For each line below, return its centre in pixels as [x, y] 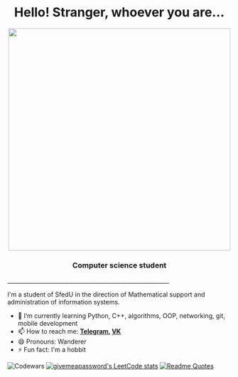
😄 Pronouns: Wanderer [52, 341]
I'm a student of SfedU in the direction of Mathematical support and [106, 294]
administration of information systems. [64, 302]
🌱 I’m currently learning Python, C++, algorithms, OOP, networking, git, [121, 316]
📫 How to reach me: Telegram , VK [69, 331]
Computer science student [119, 265]
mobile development [48, 324]
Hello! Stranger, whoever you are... [119, 12]
